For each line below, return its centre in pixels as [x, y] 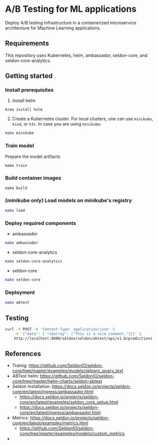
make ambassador [22, 243]
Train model [20, 146]
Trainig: [20, 366]
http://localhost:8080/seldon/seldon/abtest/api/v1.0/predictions [83, 338]
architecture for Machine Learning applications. [53, 28]
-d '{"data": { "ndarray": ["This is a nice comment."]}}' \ [78, 334]
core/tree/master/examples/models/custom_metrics [72, 434]
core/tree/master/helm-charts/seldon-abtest [57, 381]
